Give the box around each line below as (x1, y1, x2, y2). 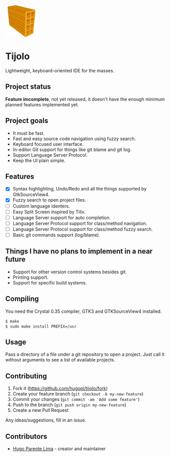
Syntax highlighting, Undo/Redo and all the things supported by (12, 186, 147, 192)
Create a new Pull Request (12, 407, 69, 413)
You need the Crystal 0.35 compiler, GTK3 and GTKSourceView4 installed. (5, 308, 162, 314)
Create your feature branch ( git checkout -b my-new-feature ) (12, 391, 144, 397)
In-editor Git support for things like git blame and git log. (12, 146, 132, 153)
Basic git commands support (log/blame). (12, 232, 100, 238)
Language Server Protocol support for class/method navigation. (12, 220, 147, 226)
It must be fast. (12, 130, 45, 136)
